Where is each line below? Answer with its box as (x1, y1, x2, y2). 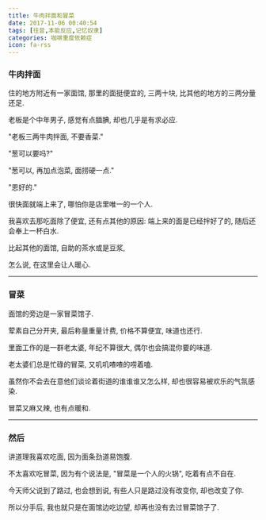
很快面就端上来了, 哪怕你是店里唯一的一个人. (8, 199, 154, 209)
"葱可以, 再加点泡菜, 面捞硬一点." (8, 166, 115, 175)
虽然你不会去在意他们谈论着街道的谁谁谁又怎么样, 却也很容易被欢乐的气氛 (8, 376, 248, 386)
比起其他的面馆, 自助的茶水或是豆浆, (8, 243, 126, 252)
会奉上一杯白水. (8, 226, 59, 236)
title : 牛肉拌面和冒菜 (8, 11, 75, 20)
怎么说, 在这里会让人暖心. (8, 260, 91, 270)
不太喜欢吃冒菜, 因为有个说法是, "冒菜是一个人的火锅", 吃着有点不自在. (8, 469, 236, 479)
